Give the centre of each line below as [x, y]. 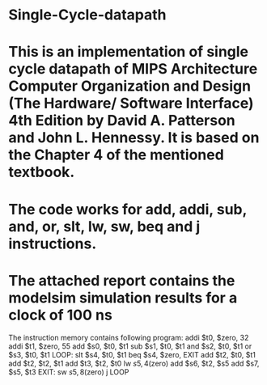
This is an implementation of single [129, 52]
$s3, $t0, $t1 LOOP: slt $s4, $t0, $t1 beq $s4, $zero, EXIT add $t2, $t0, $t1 [132, 354]
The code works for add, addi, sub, [127, 209]
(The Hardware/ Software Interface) [131, 104]
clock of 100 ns [61, 315]
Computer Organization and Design [130, 86]
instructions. [53, 243]
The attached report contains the [122, 280]
